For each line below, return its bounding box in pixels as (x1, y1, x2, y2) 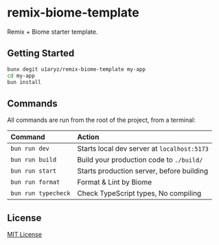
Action (77, 132, 100, 142)
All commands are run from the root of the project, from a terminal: (7, 116, 196, 125)
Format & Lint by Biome (77, 178, 152, 187)
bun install (7, 78, 41, 85)
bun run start (10, 167, 57, 175)
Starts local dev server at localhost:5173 (77, 144, 209, 153)
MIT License (7, 231, 43, 238)
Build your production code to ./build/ (77, 155, 203, 164)
